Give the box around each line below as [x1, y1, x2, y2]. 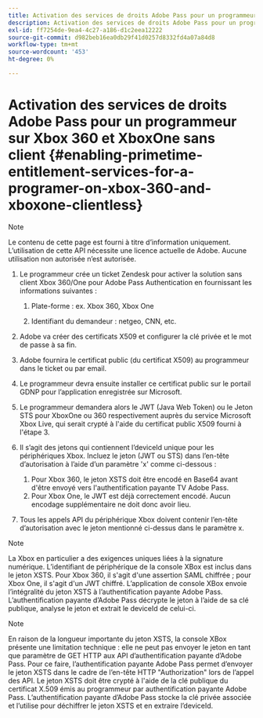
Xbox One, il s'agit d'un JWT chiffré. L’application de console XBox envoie [8, 578, 247, 588]
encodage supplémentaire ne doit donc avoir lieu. [31, 500, 192, 509]
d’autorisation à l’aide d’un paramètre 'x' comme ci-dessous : [19, 459, 217, 468]
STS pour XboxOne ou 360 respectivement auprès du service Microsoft [19, 410, 251, 420]
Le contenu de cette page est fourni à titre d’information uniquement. [8, 237, 231, 247]
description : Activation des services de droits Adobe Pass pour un [8, 19, 236, 27]
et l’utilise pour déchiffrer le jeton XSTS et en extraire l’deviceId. [8, 701, 214, 710]
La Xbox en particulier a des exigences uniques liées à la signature [8, 553, 223, 562]
